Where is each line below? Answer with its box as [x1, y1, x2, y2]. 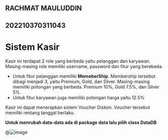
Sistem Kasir [5, 41, 60, 52]
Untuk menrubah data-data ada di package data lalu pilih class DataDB [5, 119, 157, 125]
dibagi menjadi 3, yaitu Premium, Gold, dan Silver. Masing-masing [12, 78, 150, 85]
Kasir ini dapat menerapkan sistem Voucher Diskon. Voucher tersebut [5, 104, 150, 110]
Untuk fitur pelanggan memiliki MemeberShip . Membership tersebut [12, 73, 156, 79]
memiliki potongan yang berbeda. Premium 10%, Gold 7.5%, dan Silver [12, 84, 160, 90]
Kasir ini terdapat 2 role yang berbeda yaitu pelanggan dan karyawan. [5, 58, 151, 64]
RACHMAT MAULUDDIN [5, 4, 82, 13]
